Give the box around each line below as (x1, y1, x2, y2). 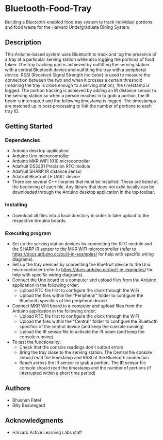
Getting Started (5, 122, 53, 130)
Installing (5, 202, 28, 208)
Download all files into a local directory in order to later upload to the (12, 212, 149, 218)
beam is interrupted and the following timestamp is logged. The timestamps (5, 98, 156, 104)
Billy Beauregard (12, 402, 45, 408)
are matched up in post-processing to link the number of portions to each (5, 103, 152, 109)
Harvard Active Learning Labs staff (12, 429, 82, 435)
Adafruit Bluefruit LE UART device (12, 174, 80, 180)
